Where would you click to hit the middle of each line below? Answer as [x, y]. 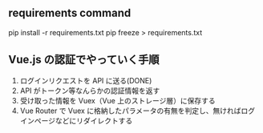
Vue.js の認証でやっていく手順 [84, 60]
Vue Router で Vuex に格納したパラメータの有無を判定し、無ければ [131, 111]
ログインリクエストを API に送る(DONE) [86, 80]
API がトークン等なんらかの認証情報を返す [90, 91]
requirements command [70, 13]
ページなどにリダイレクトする [83, 120]
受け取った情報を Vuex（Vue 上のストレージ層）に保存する [117, 100]
